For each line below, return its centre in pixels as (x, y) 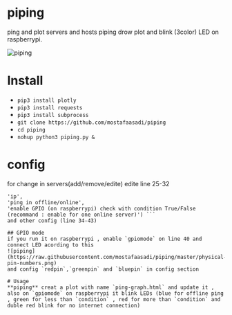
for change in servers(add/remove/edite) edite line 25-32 (88, 183)
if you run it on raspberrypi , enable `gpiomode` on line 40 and (105, 239)
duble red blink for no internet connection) (74, 305)
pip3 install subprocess (53, 115)
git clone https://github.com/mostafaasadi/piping (91, 123)
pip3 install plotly (47, 100)
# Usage (18, 281)
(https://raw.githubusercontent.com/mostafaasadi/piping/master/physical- (117, 257)
